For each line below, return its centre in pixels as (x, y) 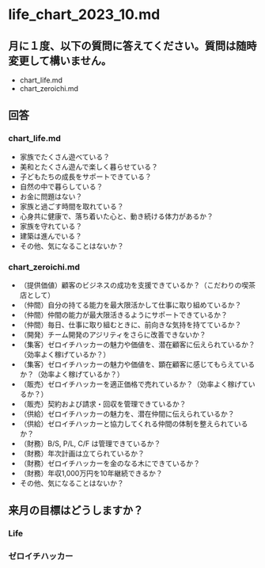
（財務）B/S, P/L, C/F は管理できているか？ (90, 443)
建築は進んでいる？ (51, 236)
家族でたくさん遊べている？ (65, 157)
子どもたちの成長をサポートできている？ (85, 177)
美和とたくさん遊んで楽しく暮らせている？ (89, 166)
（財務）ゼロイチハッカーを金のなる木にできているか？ (110, 463)
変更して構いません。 (60, 61)
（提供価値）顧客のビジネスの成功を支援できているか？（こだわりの (131, 285)
